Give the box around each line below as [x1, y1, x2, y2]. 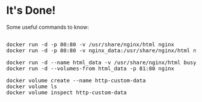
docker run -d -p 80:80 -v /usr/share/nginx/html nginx [6, 41, 174, 48]
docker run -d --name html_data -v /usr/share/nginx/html [6, 59, 181, 66]
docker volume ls [6, 83, 57, 90]
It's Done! [6, 4, 56, 17]
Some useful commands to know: [6, 23, 89, 31]
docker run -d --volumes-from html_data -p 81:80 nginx [6, 65, 174, 72]
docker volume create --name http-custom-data [6, 77, 146, 84]
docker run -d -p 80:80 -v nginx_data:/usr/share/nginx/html [6, 47, 191, 54]
